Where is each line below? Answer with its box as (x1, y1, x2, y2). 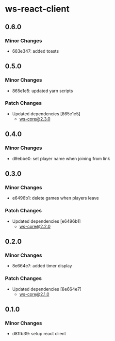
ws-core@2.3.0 (19, 116, 51, 122)
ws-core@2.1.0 (19, 291, 49, 297)
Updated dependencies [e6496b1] (12, 218, 81, 224)
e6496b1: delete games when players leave (12, 195, 99, 201)
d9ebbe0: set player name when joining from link (12, 155, 110, 161)
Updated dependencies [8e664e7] (12, 286, 82, 292)
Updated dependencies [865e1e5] (12, 110, 81, 117)
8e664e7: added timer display (12, 263, 72, 269)
